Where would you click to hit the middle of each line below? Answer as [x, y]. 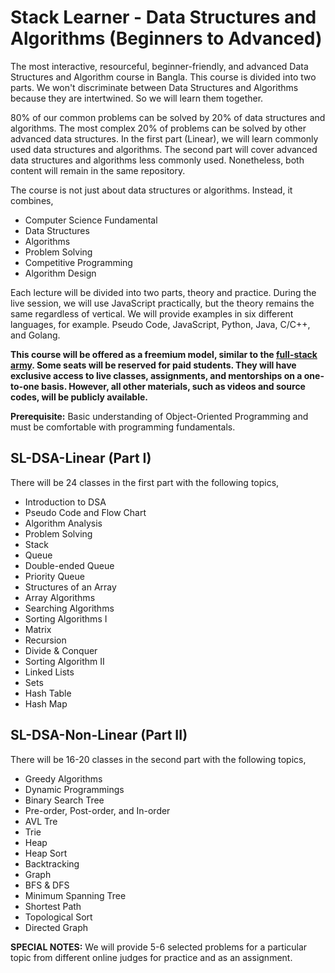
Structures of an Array [70, 587]
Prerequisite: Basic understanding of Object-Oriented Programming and [159, 416]
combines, [32, 200]
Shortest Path [53, 906]
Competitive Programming [78, 262]
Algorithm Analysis [63, 523]
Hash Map [46, 703]
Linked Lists [49, 672]
